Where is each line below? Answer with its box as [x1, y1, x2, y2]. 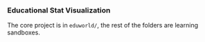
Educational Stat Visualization [7, 6, 111, 15]
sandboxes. [7, 28, 40, 36]
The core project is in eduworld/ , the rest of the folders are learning [7, 21, 199, 30]
